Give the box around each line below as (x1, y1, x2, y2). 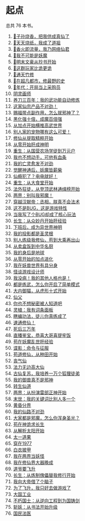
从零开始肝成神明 (13, 141, 49, 148)
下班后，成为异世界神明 (13, 224, 62, 230)
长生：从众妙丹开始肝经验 (13, 217, 67, 224)
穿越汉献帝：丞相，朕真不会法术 (13, 198, 80, 205)
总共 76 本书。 (6, 22, 36, 28)
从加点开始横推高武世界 (13, 122, 62, 128)
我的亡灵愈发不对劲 (13, 160, 54, 166)
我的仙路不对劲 (13, 408, 45, 415)
